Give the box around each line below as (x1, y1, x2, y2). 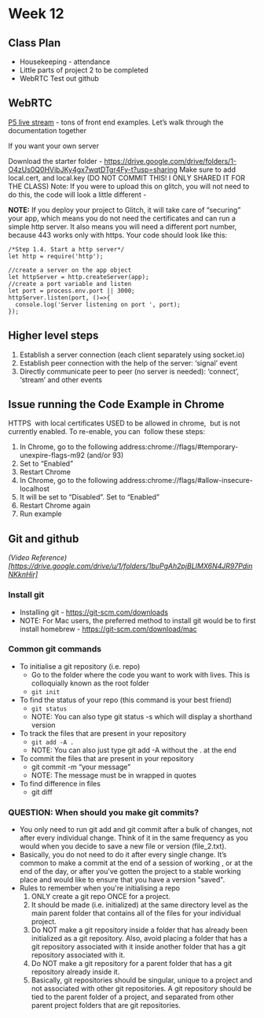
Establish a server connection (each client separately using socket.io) (19, 350, 245, 359)
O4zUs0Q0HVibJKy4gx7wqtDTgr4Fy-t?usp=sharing (8, 165, 178, 174)
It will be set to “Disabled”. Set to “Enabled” (19, 492, 159, 502)
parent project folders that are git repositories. (31, 1001, 181, 1010)
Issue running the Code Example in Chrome (8, 398, 225, 411)
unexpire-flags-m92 (19, 451, 85, 460)
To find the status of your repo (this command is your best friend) (19, 695, 232, 704)
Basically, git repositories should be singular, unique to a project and (31, 975, 253, 985)
